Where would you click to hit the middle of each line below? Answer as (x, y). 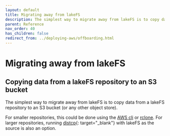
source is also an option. (31, 128)
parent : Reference (25, 24)
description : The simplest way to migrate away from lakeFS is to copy (82, 19)
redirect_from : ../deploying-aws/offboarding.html (60, 39)
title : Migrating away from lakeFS (43, 15)
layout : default (22, 10)
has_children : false (27, 33)
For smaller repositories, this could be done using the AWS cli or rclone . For (84, 117)
